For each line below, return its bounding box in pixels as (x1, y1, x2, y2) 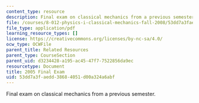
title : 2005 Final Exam (6, 69, 65, 75)
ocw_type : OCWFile (6, 42, 52, 48)
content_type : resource (6, 8, 65, 15)
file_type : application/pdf (6, 25, 76, 31)
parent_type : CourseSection (6, 52, 76, 58)
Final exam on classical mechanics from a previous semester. (6, 91, 156, 98)
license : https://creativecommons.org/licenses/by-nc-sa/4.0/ (6, 36, 163, 42)
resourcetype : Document (6, 63, 65, 69)
